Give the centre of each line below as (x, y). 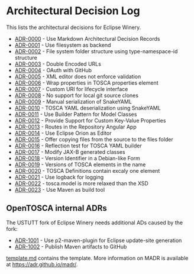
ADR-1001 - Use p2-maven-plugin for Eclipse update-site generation (98, 240)
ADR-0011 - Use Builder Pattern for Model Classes (76, 114)
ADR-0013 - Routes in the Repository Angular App (76, 127)
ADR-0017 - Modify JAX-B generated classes (70, 151)
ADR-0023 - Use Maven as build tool (60, 189)
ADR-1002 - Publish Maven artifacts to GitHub (71, 246)
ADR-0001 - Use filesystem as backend (63, 45)
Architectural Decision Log (73, 11)
